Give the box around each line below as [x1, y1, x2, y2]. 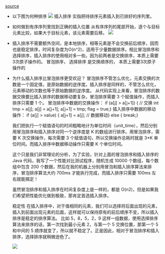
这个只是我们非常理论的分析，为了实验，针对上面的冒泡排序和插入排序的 [12, 151, 159, 157]
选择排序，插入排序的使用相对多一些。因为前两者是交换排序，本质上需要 [12, 53, 159, 58]
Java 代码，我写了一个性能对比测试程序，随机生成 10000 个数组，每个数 [12, 158, 159, 163]
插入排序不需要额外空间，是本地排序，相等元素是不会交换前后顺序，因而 [12, 40, 159, 46]
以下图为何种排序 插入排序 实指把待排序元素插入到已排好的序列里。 [12, 13, 155, 19]
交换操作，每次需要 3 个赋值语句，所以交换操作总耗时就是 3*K [26, 135, 153, 141]
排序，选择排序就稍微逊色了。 [12, 234, 73, 239]
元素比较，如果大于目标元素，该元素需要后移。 [12, 30, 107, 35]
